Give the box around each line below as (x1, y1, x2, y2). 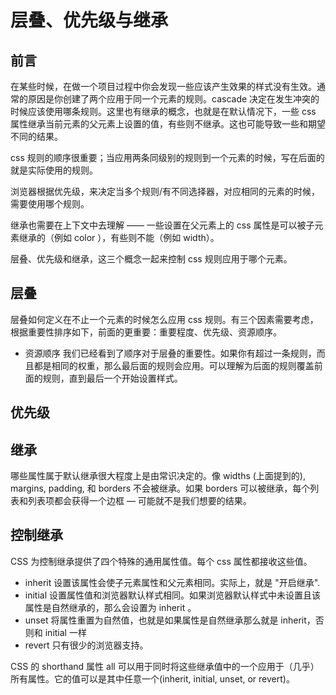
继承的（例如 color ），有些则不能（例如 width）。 (18, 232, 220, 243)
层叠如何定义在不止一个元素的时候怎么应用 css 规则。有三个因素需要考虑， (10, 313, 319, 325)
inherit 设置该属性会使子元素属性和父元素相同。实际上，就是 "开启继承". (24, 576, 321, 588)
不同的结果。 (10, 131, 63, 142)
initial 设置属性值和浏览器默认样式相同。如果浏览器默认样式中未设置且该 (24, 589, 322, 601)
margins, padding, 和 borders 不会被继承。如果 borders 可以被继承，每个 (10, 482, 311, 495)
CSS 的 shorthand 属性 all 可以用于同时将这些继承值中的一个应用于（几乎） (10, 660, 320, 672)
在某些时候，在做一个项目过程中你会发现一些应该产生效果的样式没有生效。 (10, 81, 317, 92)
